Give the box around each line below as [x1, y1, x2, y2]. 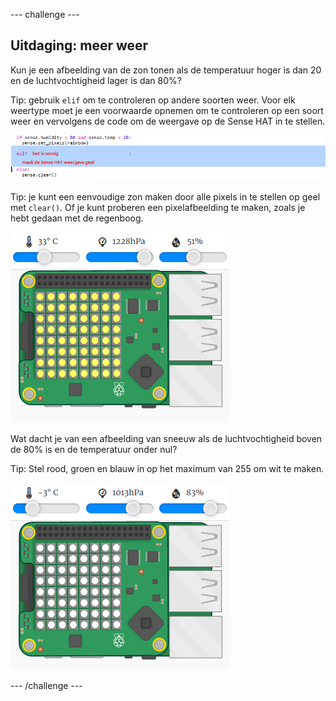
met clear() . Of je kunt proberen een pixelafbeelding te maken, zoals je [10, 201, 306, 213]
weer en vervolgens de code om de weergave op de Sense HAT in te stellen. [10, 115, 326, 127]
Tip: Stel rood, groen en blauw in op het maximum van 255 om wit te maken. [10, 462, 325, 474]
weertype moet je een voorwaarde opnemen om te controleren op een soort [10, 104, 324, 116]
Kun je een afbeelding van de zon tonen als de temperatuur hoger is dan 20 [10, 64, 322, 76]
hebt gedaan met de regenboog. [10, 212, 144, 224]
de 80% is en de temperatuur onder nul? [10, 443, 178, 455]
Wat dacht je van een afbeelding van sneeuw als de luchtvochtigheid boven [10, 432, 323, 444]
